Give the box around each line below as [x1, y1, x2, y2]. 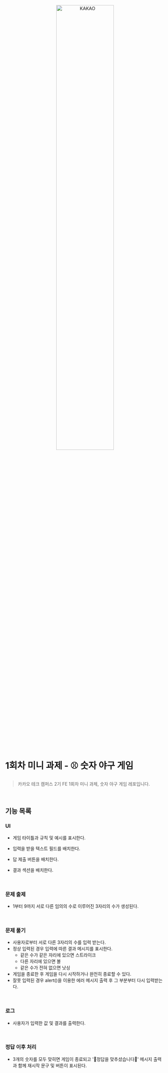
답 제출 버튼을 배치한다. [12, 856, 59, 862]
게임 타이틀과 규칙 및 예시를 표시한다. [12, 834, 86, 841]
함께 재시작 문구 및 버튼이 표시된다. [18, 1062, 87, 1068]
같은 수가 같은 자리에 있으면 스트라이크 [20, 952, 96, 958]
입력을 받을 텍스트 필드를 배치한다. [12, 845, 80, 852]
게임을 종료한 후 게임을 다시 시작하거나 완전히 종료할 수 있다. [12, 971, 132, 977]
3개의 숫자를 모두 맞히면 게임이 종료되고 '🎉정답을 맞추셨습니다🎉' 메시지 [12, 1056, 153, 1062]
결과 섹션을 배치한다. [12, 867, 54, 873]
